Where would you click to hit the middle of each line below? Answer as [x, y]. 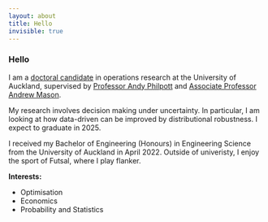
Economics [39, 201]
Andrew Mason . [35, 94]
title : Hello [30, 24]
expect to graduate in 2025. [55, 128]
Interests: [25, 176]
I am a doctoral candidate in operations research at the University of [123, 77]
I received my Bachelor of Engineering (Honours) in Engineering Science [130, 143]
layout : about [32, 16]
